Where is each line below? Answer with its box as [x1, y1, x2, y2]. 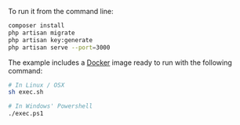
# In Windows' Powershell [8, 102, 93, 110]
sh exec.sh [8, 88, 44, 96]
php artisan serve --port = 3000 [8, 43, 111, 52]
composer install [8, 22, 65, 30]
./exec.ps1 [8, 109, 44, 118]
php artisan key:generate [8, 36, 93, 44]
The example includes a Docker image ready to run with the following [8, 58, 233, 67]
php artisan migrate [8, 29, 76, 37]
